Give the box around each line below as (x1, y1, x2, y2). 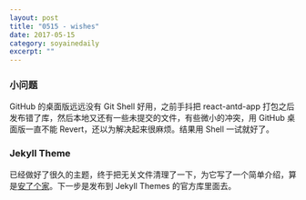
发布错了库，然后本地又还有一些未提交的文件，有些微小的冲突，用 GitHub (9, 113, 285, 124)
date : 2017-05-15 (9, 30, 76, 39)
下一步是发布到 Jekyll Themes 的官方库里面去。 (56, 180, 237, 191)
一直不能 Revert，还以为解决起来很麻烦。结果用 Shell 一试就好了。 (25, 124, 275, 135)
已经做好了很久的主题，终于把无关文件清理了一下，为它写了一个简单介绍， (9, 169, 289, 180)
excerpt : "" (9, 47, 55, 56)
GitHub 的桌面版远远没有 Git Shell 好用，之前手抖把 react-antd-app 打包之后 (9, 101, 295, 112)
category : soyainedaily (9, 38, 100, 48)
